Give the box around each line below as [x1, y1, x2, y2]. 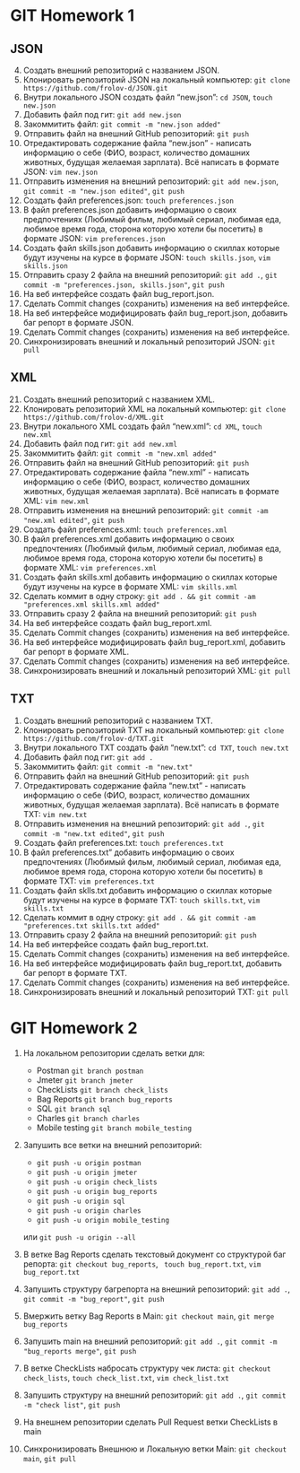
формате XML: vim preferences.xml [22, 562, 158, 572]
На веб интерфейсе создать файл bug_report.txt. [22, 938, 209, 949]
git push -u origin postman [36, 1158, 141, 1167]
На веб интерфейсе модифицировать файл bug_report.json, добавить [22, 308, 288, 318]
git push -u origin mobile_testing [36, 1216, 169, 1225]
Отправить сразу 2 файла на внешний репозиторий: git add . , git [22, 270, 278, 280]
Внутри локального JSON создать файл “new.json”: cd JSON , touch [22, 92, 273, 102]
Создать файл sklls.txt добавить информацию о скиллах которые [22, 885, 272, 895]
